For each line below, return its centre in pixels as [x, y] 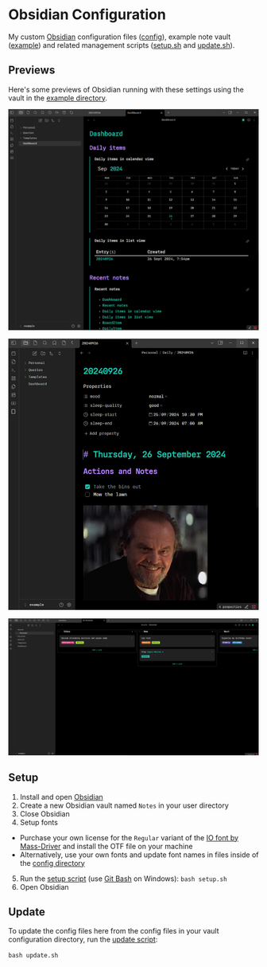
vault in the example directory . [58, 98]
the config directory [52, 863]
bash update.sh [33, 956]
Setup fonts [39, 822]
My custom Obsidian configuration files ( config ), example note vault [120, 37]
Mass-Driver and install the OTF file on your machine [106, 846]
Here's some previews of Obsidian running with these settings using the [126, 89]
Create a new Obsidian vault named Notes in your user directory [124, 805]
